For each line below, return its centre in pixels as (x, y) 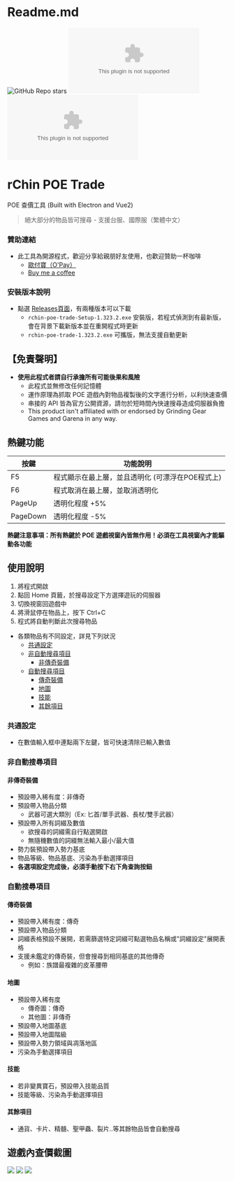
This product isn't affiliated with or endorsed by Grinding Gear (117, 411)
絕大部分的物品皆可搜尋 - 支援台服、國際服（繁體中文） (104, 219)
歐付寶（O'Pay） (52, 265)
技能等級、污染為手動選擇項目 (60, 1094)
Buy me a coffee (51, 273)
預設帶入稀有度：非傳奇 (51, 797)
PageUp (24, 503)
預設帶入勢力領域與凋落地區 (57, 1043)
